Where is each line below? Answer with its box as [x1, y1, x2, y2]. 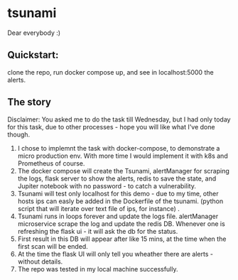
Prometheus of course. [17, 158, 85, 168]
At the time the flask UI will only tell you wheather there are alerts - [17, 249, 213, 258]
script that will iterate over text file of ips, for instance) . [17, 204, 180, 212]
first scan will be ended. [17, 242, 89, 250]
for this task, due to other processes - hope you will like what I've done [7, 122, 215, 131]
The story [7, 96, 52, 108]
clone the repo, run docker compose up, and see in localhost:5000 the [7, 68, 215, 76]
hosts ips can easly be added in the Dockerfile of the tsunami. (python [17, 197, 224, 205]
